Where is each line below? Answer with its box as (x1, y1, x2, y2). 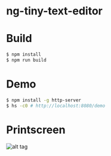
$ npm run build (6, 57, 47, 63)
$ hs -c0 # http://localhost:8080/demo (6, 103, 106, 109)
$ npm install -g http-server (6, 97, 82, 103)
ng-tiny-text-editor (6, 4, 103, 18)
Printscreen (6, 123, 66, 136)
